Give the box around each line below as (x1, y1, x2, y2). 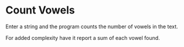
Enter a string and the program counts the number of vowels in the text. (5, 23, 178, 30)
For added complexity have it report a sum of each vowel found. (5, 34, 161, 41)
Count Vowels (5, 4, 75, 17)
